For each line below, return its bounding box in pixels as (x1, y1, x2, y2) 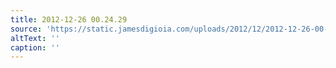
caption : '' (10, 42, 60, 53)
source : (10, 24, 43, 34)
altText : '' (10, 33, 60, 43)
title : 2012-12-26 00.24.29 (10, 14, 128, 25)
